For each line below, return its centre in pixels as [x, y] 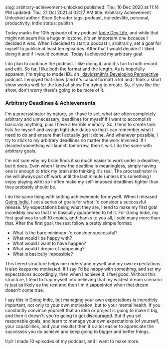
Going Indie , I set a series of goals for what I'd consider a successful [76, 202]
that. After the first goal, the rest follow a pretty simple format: [69, 223]
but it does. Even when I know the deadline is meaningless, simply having [81, 166]
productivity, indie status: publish [39, 23]
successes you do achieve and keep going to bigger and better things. [78, 332]
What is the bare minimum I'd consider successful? [65, 233]
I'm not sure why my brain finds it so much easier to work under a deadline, [83, 161]
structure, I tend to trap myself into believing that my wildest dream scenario [83, 280]
